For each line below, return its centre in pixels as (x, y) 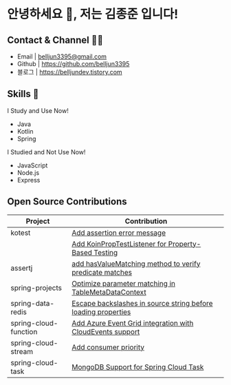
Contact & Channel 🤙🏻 (55, 40)
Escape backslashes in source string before (142, 303)
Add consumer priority (108, 347)
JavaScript (32, 165)
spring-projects (36, 288)
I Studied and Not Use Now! (46, 152)
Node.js (28, 172)
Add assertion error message (119, 233)
